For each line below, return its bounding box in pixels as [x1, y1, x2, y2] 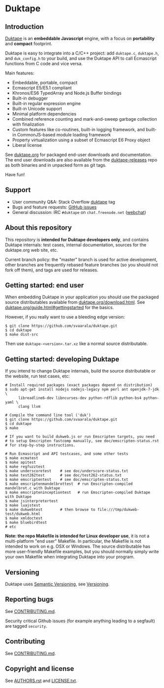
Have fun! [5, 172, 25, 177]
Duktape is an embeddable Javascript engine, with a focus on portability [5, 35, 155, 41]
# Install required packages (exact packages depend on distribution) [5, 383, 153, 388]
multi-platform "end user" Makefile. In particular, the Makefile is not [5, 538, 141, 544]
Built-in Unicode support [12, 106, 62, 111]
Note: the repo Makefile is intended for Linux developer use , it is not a [5, 533, 150, 539]
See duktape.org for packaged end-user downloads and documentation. [5, 152, 152, 158]
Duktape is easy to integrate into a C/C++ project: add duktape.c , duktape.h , [5, 50, 159, 56]
